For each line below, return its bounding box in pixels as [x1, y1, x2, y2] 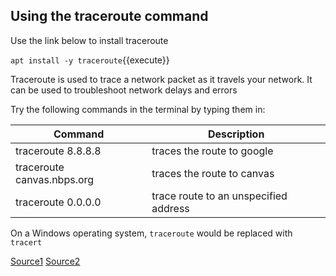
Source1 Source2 [10, 255, 81, 267]
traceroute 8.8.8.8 [15, 144, 102, 158]
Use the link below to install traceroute [10, 34, 169, 46]
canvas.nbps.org [15, 172, 95, 186]
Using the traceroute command [10, 8, 209, 25]
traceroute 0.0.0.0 [15, 195, 102, 209]
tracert [10, 237, 43, 248]
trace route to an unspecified [151, 189, 288, 203]
